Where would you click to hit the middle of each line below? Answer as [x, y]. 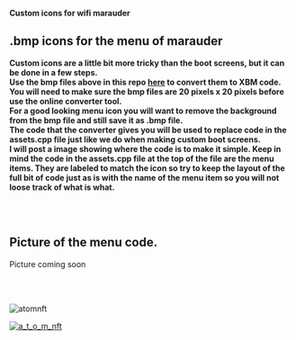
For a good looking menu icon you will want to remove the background [143, 111]
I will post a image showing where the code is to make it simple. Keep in [145, 148]
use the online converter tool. [66, 101]
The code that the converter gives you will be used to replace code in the [148, 130]
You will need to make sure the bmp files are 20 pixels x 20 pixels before [147, 91]
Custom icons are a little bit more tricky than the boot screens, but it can [147, 63]
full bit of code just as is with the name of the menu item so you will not [144, 177]
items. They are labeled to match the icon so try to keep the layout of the [147, 168]
